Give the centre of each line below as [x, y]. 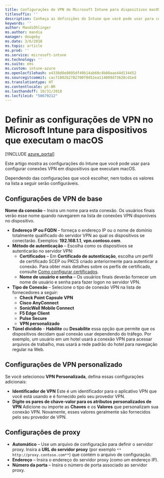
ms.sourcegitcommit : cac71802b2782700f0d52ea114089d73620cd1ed [71, 78]
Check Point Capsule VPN [46, 298]
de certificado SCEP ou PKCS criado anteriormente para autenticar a [88, 261]
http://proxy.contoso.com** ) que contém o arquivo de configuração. [82, 455]
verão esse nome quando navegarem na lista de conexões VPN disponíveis [81, 216]
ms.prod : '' [17, 50]
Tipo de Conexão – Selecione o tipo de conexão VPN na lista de [77, 287]
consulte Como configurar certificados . [59, 272]
